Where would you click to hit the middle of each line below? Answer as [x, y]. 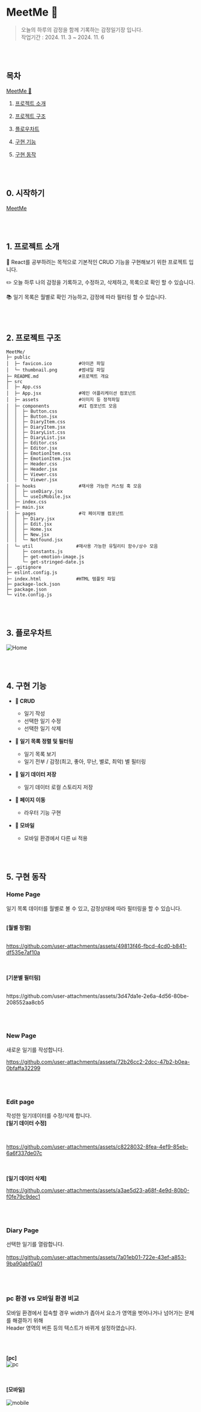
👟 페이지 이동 [30, 800]
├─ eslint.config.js [32, 573]
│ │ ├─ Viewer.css [32, 474]
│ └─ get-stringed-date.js [45, 562]
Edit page [20, 1102]
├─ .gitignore [24, 568]
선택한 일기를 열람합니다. [35, 1244]
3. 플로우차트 [29, 633]
